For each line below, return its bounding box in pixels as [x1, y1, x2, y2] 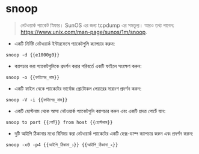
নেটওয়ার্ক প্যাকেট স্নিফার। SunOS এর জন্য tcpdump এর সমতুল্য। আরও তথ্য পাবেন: [20, 22, 175, 29]
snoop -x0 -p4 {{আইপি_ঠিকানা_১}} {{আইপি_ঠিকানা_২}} [5, 141, 118, 148]
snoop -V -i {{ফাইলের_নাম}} [5, 96, 68, 103]
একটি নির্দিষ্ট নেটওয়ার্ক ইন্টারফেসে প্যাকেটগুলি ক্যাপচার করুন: [14, 40, 115, 47]
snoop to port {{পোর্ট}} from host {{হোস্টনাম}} [5, 119, 113, 125]
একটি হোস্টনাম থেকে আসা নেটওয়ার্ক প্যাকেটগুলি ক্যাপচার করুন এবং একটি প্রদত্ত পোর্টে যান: [14, 107, 166, 114]
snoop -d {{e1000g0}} [5, 52, 60, 58]
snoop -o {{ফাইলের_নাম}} [5, 74, 60, 80]
